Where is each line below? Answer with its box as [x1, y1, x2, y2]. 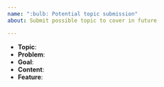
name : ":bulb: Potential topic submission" [7, 10, 138, 18]
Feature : [17, 72, 43, 81]
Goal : [17, 57, 34, 66]
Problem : [17, 50, 45, 59]
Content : [17, 65, 45, 74]
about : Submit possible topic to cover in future [7, 17, 158, 24]
